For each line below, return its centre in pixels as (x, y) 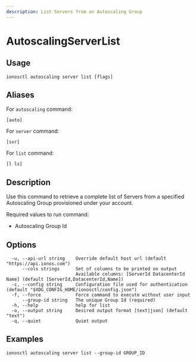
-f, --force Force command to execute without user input (101, 295)
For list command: (30, 153)
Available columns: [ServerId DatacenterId (130, 274)
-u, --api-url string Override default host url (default (89, 259)
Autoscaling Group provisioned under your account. (70, 203)
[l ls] (14, 164)
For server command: (33, 131)
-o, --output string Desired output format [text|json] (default (99, 311)
